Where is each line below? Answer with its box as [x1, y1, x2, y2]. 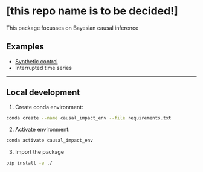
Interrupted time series [14, 64, 72, 71]
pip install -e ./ [6, 160, 53, 167]
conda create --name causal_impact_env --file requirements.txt [6, 115, 172, 121]
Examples [6, 42, 44, 52]
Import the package [14, 148, 65, 156]
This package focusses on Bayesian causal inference [6, 24, 139, 31]
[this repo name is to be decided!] [6, 4, 178, 18]
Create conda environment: [14, 103, 83, 110]
